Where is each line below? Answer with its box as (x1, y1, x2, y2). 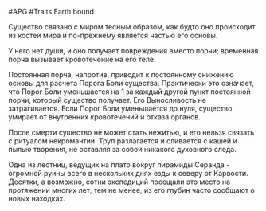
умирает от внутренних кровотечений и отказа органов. (8, 112, 201, 122)
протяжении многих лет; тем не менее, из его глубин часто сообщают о (8, 186, 255, 194)
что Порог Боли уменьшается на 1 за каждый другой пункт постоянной (8, 87, 251, 96)
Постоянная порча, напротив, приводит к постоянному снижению (8, 70, 235, 79)
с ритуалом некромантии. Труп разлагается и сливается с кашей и (8, 136, 237, 146)
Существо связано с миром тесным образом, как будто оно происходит (8, 22, 256, 31)
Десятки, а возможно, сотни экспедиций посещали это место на (8, 177, 231, 186)
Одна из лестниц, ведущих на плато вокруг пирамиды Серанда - (8, 160, 230, 170)
